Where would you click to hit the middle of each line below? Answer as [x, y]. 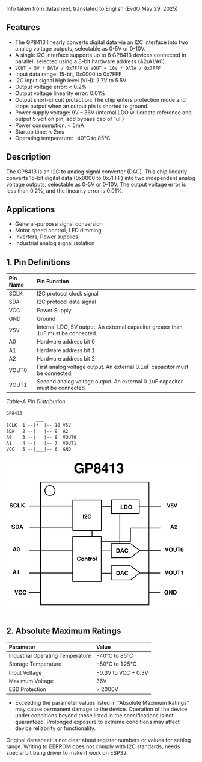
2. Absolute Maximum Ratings [64, 630]
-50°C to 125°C [116, 664]
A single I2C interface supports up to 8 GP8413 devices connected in [100, 55]
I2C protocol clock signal [68, 293]
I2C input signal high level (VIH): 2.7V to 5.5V [71, 80]
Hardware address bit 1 [66, 350]
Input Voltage [25, 672]
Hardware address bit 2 [66, 358]
